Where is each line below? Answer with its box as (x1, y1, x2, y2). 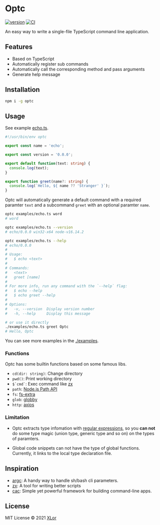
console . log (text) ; (9, 165, 49, 170)
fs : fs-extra (12, 391, 36, 397)
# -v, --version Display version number (5, 306, 95, 311)
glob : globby (12, 397, 38, 403)
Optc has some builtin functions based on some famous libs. (5, 361, 127, 367)
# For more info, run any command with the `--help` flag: (5, 284, 128, 289)
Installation (5, 86, 40, 94)
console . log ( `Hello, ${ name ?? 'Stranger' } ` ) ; (9, 183, 110, 188)
